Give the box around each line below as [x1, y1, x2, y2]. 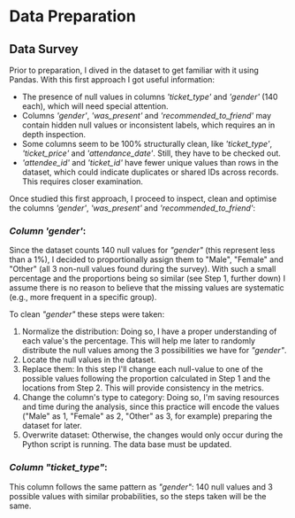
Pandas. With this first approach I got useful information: [9, 74, 215, 85]
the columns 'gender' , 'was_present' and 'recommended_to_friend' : [9, 203, 256, 213]
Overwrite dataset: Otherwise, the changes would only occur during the [21, 429, 284, 440]
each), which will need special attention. [21, 101, 170, 112]
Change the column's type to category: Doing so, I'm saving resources [21, 392, 280, 403]
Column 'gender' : [9, 224, 87, 236]
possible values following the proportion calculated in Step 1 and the [21, 374, 271, 384]
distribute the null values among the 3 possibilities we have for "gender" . [21, 345, 287, 356]
